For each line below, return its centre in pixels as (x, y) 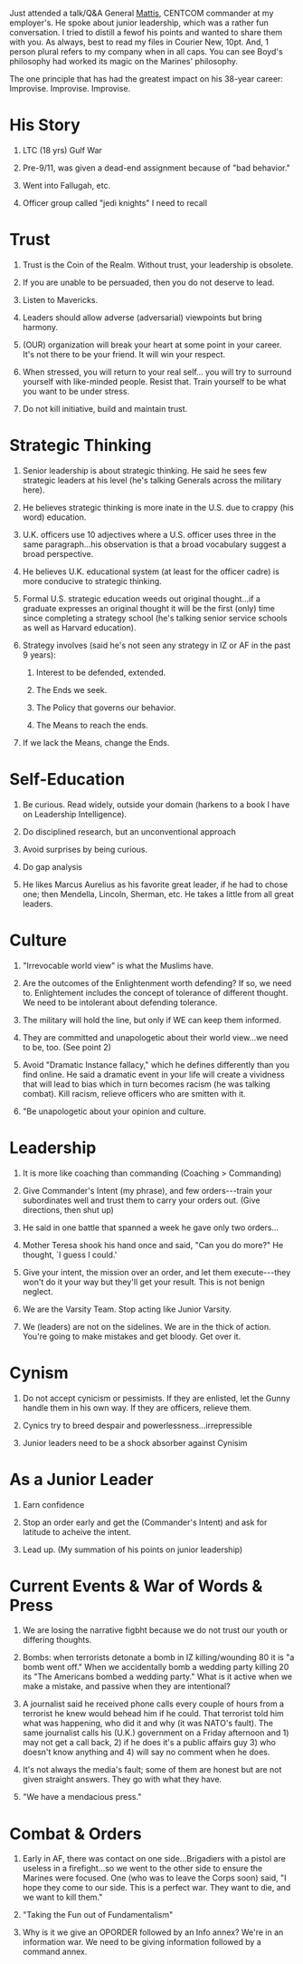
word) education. (54, 517)
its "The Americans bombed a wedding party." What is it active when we (157, 1676)
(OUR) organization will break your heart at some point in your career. (152, 345)
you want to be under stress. (76, 391)
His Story (45, 125)
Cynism (39, 1373)
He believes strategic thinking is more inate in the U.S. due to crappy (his (158, 507)
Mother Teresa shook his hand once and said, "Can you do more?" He (153, 1245)
